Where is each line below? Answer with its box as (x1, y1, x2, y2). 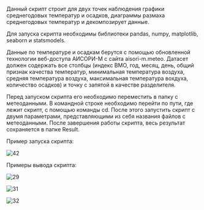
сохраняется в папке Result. (6, 126, 80, 133)
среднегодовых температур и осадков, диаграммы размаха (6, 12, 165, 19)
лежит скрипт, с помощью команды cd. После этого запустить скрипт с (6, 106, 195, 113)
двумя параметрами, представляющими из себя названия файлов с (6, 113, 186, 120)
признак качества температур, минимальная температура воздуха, (6, 68, 185, 76)
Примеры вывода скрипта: (6, 161, 77, 168)
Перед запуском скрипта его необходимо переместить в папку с (6, 93, 178, 100)
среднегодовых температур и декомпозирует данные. (6, 18, 149, 25)
